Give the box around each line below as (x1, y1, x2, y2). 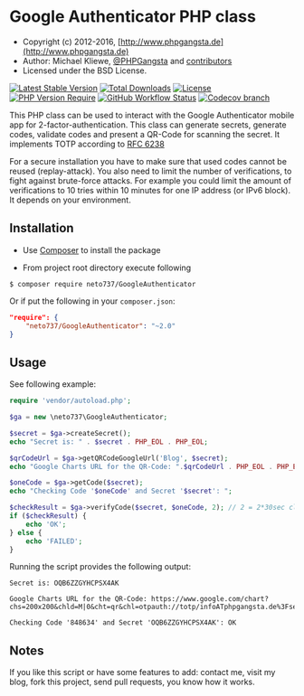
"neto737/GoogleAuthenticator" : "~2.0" (25, 321, 176, 331)
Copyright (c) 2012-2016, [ (22, 36, 121, 47)
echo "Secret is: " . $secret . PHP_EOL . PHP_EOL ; (9, 437, 208, 447)
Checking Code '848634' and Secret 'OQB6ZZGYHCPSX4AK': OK (9, 618, 237, 627)
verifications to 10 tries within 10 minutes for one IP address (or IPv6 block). (9, 184, 291, 195)
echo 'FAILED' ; (25, 536, 83, 546)
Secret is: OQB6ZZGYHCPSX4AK (9, 578, 119, 588)
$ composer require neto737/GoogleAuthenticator (9, 279, 196, 288)
